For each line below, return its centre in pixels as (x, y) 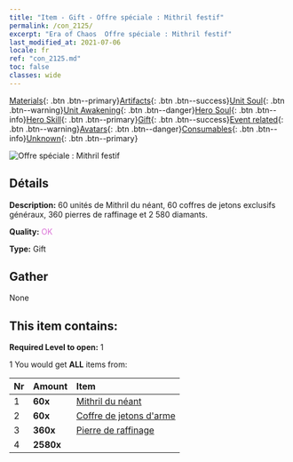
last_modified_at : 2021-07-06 (65, 42)
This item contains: (63, 326)
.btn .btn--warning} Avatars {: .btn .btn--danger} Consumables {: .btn (132, 129)
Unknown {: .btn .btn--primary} (82, 138)
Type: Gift (28, 249)
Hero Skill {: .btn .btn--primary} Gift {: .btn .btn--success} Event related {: (155, 119)
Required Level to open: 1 (56, 347)
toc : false (29, 68)
